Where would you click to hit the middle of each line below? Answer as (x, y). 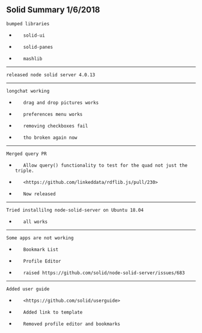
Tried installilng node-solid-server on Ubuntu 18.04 (75, 210)
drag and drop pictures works (61, 102)
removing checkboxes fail (56, 126)
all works (35, 222)
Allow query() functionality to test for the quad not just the (105, 165)
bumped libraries (28, 23)
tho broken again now (50, 138)
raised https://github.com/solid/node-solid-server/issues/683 (104, 273)
